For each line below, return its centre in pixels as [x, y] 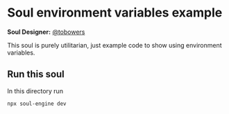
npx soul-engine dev [37, 104]
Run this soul [36, 74]
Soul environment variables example [115, 13]
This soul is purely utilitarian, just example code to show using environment [114, 45]
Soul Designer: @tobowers [46, 32]
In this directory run [35, 91]
